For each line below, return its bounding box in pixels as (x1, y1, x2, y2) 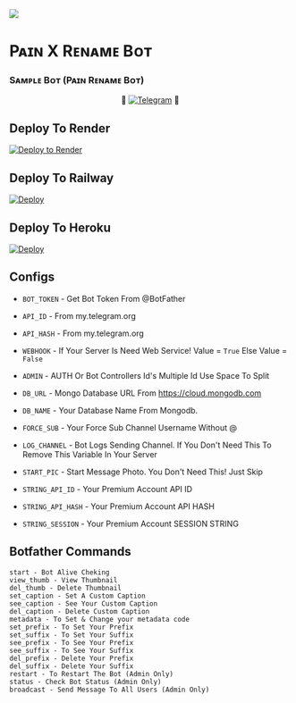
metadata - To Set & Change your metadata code (9, 615, 190, 623)
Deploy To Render (9, 121, 111, 136)
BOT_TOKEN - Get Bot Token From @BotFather (21, 293, 186, 304)
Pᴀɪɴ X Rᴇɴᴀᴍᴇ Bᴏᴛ (9, 41, 152, 62)
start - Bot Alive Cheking (9, 567, 110, 577)
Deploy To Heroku (9, 220, 112, 235)
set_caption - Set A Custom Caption (9, 591, 146, 600)
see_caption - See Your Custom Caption (9, 598, 158, 608)
